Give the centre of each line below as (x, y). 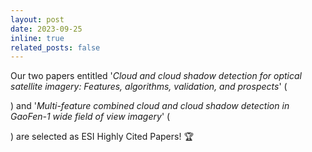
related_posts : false (55, 47)
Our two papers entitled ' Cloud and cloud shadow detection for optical (156, 76)
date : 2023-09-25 (46, 29)
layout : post (37, 19)
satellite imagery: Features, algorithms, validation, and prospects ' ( (149, 87)
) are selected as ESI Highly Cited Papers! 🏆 (102, 137)
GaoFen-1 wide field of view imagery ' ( (90, 117)
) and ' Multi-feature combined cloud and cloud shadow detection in (150, 106)
